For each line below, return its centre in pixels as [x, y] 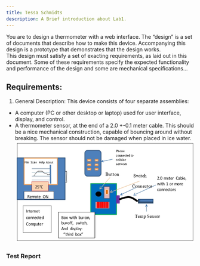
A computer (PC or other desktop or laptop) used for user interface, [98, 113]
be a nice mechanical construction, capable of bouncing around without [103, 132]
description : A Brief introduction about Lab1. [67, 19]
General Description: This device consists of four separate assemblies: [102, 101]
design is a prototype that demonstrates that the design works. [84, 49]
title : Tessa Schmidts [34, 13]
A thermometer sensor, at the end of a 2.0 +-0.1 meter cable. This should [104, 126]
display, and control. [40, 119]
